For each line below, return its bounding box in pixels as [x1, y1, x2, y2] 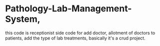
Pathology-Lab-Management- [5, 3, 132, 14]
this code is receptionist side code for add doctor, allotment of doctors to [5, 30, 156, 36]
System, [5, 13, 41, 25]
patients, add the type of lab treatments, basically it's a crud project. [5, 35, 146, 41]
